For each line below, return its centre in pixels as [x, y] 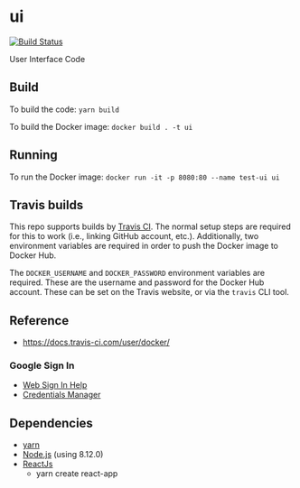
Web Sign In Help [55, 385]
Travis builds [47, 205]
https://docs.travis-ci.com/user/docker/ [96, 342]
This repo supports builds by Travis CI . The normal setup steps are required [150, 226]
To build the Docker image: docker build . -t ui [101, 126]
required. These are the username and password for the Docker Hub [137, 282]
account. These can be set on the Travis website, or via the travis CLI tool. [149, 292]
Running [34, 155]
